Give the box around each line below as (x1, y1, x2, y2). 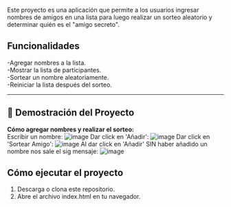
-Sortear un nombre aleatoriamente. (7, 73, 109, 81)
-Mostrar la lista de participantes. (7, 65, 102, 74)
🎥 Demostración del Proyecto (7, 107, 135, 119)
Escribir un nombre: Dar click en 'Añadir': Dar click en (7, 132, 210, 140)
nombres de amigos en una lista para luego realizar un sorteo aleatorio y (7, 13, 212, 21)
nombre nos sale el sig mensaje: (7, 147, 98, 155)
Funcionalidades (7, 41, 80, 52)
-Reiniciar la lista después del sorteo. (7, 80, 112, 89)
